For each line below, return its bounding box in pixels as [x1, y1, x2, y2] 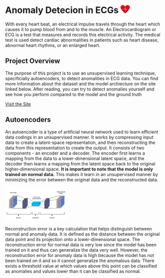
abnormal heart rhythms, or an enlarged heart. [5, 42, 101, 48]
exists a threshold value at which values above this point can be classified [5, 263, 157, 269]
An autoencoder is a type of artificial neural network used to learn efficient [5, 128, 159, 134]
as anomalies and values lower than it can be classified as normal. [5, 268, 141, 274]
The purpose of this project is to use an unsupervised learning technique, [5, 70, 156, 76]
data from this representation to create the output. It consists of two [5, 144, 145, 150]
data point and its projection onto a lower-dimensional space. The [5, 236, 141, 242]
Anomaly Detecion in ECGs [5, 4, 119, 16]
